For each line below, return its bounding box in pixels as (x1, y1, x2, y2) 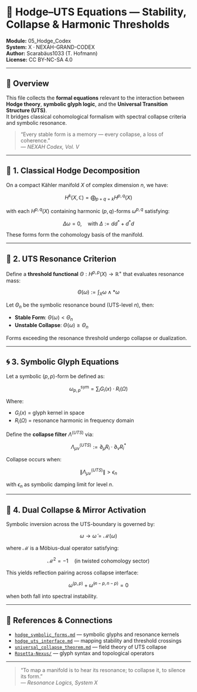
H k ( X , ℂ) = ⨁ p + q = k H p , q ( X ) (64, 192, 133, 202)
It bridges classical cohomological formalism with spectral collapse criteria (6, 113, 186, 120)
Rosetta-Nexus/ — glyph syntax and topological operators (14, 650, 154, 657)
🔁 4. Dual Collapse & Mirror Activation (6, 505, 147, 515)
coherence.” (20, 137, 50, 144)
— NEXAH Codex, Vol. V (20, 143, 80, 150)
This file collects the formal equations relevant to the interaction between (6, 94, 185, 101)
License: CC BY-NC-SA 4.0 (6, 56, 73, 63)
